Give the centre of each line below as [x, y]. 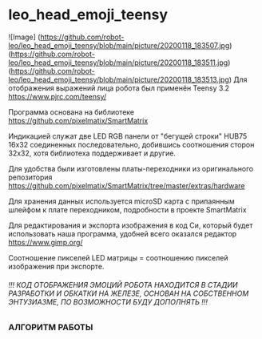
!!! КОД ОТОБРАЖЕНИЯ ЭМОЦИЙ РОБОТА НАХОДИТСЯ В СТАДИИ [123, 285]
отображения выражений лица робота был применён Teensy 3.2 [119, 88]
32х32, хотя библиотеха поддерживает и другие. [92, 153]
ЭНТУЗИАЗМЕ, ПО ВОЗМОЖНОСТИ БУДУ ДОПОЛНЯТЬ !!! [108, 301]
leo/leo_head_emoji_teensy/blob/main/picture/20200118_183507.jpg [119, 45]
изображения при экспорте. [56, 266]
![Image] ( [24, 37]
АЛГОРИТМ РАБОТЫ [51, 328]
